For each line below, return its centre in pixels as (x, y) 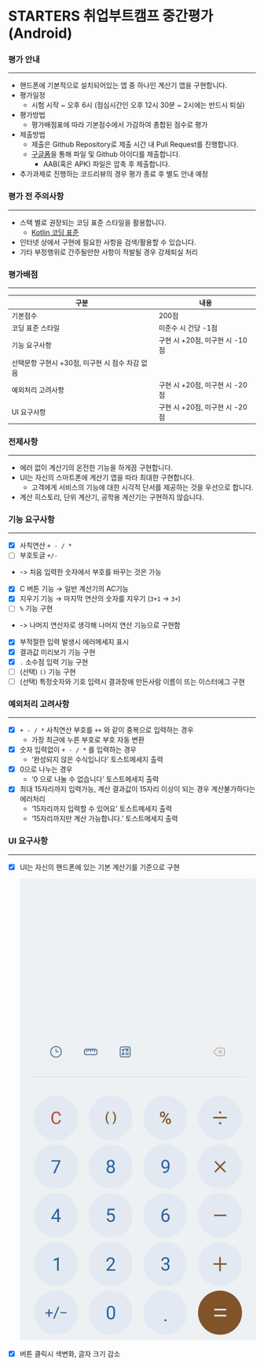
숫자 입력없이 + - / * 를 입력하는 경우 (78, 750)
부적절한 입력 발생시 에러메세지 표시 (74, 642)
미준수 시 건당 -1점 (188, 328)
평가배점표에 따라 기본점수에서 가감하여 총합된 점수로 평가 (119, 125)
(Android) (40, 33)
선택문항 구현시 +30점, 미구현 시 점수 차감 (75, 362)
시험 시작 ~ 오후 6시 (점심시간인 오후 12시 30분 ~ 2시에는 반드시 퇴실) (138, 105)
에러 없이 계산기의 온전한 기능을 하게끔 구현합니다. (96, 467)
